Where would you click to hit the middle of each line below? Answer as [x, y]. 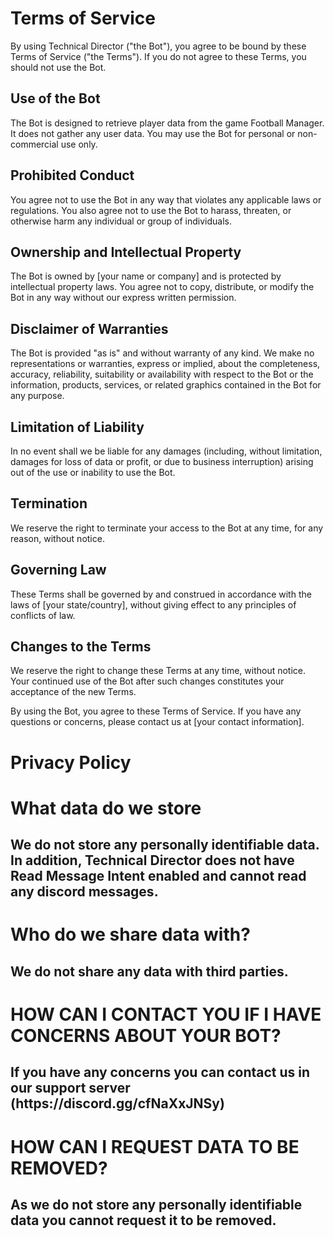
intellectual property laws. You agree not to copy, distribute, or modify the [162, 287]
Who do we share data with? [130, 934]
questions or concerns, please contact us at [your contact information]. [157, 722]
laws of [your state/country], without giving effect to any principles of [153, 604]
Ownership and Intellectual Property [126, 252]
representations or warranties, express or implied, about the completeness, [165, 364]
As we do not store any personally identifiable [156, 1204]
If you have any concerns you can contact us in [160, 1072]
